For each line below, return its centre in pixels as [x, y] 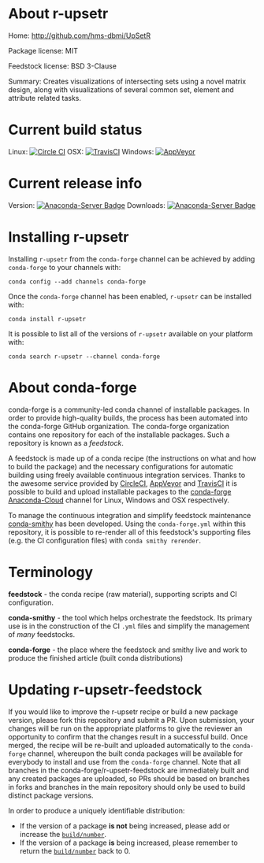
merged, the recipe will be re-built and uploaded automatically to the [119, 745]
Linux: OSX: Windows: [81, 151]
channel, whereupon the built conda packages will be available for [135, 754]
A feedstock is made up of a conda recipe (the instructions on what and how [132, 458]
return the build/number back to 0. [75, 850]
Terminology [50, 572]
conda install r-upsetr [47, 319]
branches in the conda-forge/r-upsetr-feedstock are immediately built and [129, 770]
